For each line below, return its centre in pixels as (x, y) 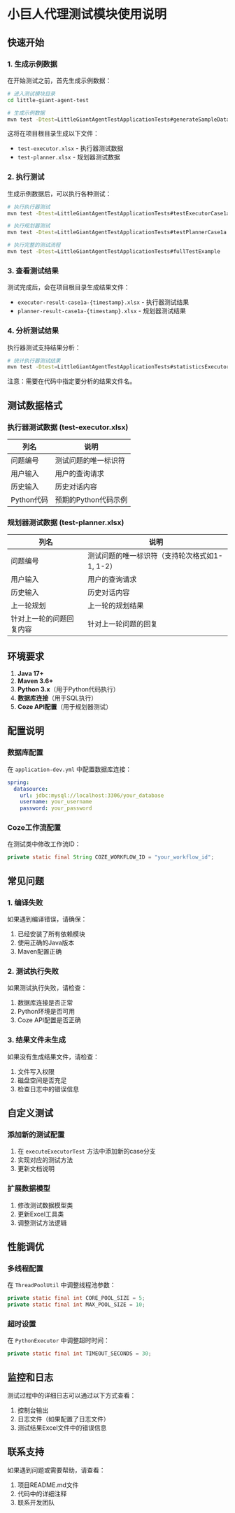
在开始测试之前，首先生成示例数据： (59, 80)
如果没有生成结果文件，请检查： (53, 1056)
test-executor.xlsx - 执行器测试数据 (70, 148)
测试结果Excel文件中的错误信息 (62, 1428)
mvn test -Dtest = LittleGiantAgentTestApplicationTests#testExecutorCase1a (119, 213)
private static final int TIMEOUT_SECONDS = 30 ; (79, 1354)
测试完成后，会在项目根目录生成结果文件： (69, 287)
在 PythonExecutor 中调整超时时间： (59, 1340)
